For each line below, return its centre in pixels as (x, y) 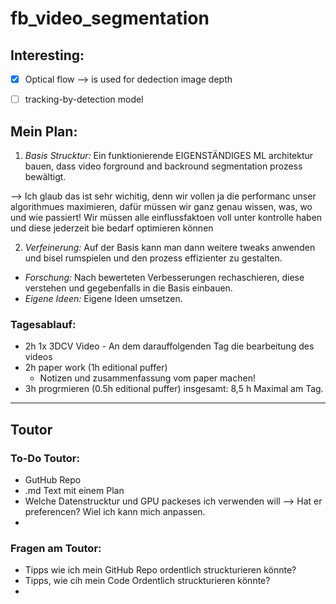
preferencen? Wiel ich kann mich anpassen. (115, 511)
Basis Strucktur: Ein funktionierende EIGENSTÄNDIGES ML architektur (169, 155)
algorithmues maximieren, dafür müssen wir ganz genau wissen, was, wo (161, 206)
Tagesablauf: (43, 324)
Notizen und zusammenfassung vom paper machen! (147, 378)
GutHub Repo (53, 479)
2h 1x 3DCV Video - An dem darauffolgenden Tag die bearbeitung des (169, 346)
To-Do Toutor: (45, 458)
